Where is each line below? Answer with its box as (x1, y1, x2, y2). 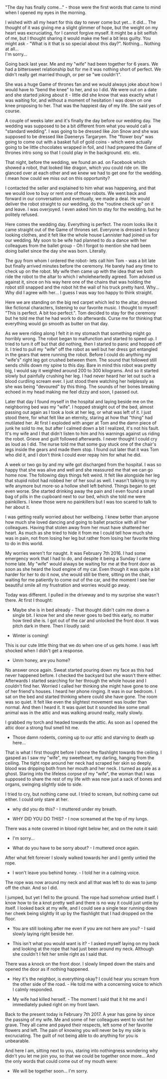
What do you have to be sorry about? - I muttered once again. (12, 845, 140, 851)
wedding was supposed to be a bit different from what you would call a (5, 123, 151, 129)
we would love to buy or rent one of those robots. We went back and (5, 190, 146, 196)
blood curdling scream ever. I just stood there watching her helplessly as (5, 378, 155, 384)
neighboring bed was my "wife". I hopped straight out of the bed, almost (5, 404, 154, 410)
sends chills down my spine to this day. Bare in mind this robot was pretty (5, 362, 156, 368)
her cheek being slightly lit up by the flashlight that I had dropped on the (5, 911, 154, 916)
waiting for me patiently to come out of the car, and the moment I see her (5, 577, 156, 583)
